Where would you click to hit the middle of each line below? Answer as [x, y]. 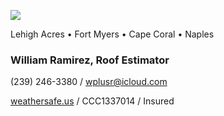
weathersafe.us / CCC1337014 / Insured [92, 101]
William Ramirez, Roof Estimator [90, 60]
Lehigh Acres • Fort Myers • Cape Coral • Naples [112, 34]
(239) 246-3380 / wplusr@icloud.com [89, 82]
